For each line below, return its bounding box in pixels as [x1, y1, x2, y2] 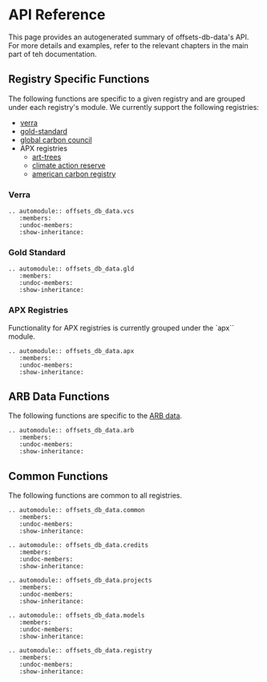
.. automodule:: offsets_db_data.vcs [8, 207, 135, 216]
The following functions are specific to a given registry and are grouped [8, 94, 246, 104]
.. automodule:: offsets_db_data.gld [8, 265, 135, 274]
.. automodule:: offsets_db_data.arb [8, 427, 135, 435]
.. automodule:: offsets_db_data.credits [8, 542, 149, 550]
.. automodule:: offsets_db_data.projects [8, 576, 152, 585]
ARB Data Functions [8, 390, 110, 404]
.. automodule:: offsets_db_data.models [8, 611, 146, 619]
